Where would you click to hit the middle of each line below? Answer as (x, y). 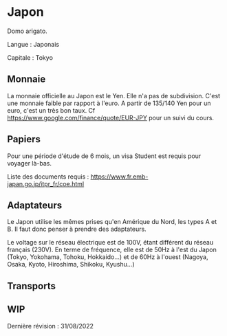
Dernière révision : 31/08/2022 (51, 326)
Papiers (24, 139)
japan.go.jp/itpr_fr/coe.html (46, 183)
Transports (32, 286)
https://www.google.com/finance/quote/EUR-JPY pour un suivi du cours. (111, 117)
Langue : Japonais (33, 44)
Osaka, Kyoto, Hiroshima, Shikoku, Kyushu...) (71, 265)
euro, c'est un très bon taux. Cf (51, 110)
